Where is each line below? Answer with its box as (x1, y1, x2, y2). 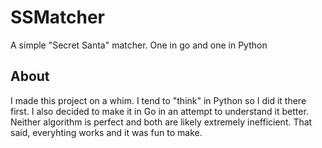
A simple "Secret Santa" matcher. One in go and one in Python (10, 39, 268, 51)
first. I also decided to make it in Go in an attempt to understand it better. (10, 105, 309, 117)
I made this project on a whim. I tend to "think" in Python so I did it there (10, 94, 307, 106)
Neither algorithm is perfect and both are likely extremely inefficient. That (10, 116, 313, 128)
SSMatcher (10, 6, 105, 29)
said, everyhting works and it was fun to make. (10, 126, 203, 138)
